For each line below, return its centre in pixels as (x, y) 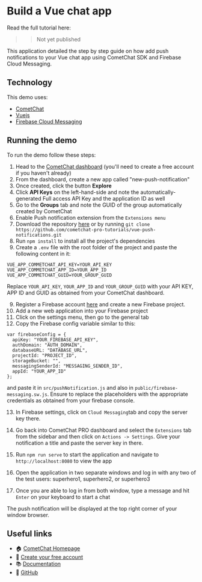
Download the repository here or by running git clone (83, 224)
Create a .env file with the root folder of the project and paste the (96, 247)
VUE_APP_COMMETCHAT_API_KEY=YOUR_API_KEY (60, 265)
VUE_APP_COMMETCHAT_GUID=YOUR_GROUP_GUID (60, 275)
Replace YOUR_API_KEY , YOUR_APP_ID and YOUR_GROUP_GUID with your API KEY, (100, 286)
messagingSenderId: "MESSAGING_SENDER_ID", (67, 366)
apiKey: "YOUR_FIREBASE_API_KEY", (55, 340)
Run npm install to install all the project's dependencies (85, 241)
